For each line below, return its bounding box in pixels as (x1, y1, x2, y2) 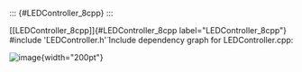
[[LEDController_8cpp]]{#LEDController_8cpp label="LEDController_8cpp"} (9, 25, 287, 35)
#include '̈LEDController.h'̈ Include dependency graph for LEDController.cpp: (9, 35, 294, 45)
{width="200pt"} (41, 52, 104, 62)
